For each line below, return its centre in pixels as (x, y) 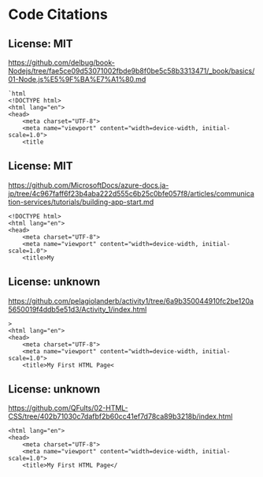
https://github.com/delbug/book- (62, 62)
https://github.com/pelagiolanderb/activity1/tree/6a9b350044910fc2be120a (131, 300)
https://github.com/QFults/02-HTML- (68, 408)
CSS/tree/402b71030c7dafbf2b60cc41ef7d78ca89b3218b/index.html (120, 416)
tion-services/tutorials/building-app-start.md (81, 202)
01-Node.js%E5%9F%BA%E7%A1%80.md (77, 79)
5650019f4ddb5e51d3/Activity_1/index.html (78, 309)
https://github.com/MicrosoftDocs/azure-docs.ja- (89, 185)
